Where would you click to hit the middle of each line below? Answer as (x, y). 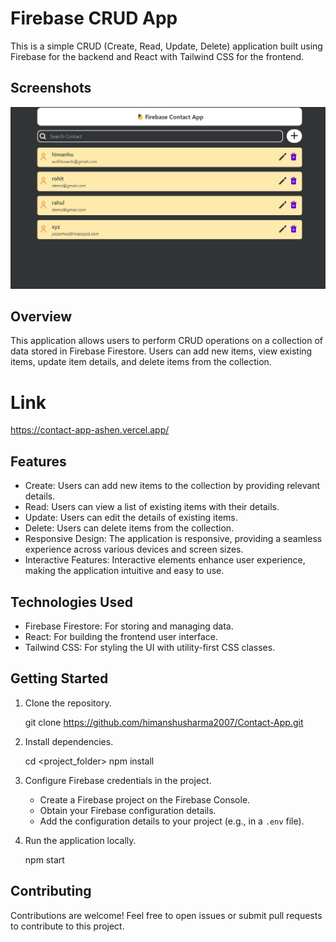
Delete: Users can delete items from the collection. (129, 528)
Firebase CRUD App (94, 18)
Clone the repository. (68, 703)
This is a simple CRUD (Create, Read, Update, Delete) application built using (166, 46)
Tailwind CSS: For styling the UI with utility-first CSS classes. (150, 647)
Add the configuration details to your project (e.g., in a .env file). (172, 821)
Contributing (51, 891)
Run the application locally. (80, 840)
